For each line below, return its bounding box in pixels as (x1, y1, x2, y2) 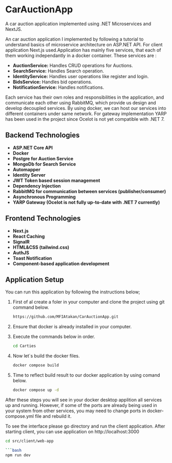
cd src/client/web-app (5, 438, 54, 443)
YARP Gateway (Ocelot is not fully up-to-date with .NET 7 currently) (12, 199, 160, 205)
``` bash (5, 448, 22, 453)
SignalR (12, 238, 30, 245)
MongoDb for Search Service (12, 161, 76, 167)
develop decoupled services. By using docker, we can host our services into (5, 105, 166, 111)
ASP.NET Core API (12, 144, 53, 151)
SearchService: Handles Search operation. (12, 68, 104, 74)
